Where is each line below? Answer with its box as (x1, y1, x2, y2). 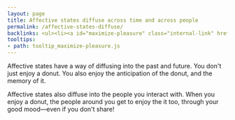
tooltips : (7, 36, 36, 43)
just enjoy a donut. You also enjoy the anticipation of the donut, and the (7, 69, 213, 77)
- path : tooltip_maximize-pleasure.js (7, 43, 120, 50)
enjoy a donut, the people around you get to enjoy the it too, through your (7, 98, 219, 105)
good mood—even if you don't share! (7, 105, 115, 113)
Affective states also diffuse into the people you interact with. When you (7, 90, 215, 98)
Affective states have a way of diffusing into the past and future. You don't (7, 62, 222, 70)
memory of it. (7, 77, 46, 84)
